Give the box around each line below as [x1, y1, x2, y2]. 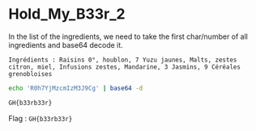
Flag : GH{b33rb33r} [8, 113, 73, 123]
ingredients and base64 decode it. [8, 40, 123, 49]
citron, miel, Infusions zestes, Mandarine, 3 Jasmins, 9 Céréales [8, 62, 241, 71]
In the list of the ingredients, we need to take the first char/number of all [8, 32, 249, 41]
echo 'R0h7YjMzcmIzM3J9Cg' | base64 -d [8, 84, 143, 92]
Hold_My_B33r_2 [8, 5, 126, 23]
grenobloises [8, 70, 53, 78]
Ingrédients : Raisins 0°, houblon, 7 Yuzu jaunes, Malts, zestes [8, 56, 237, 64]
